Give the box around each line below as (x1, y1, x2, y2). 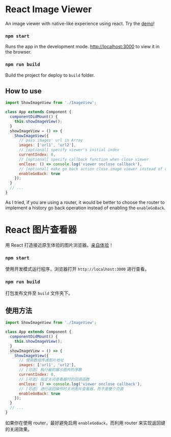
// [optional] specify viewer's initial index (18, 147, 120, 152)
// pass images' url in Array (18, 138, 83, 143)
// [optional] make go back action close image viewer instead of (18, 166, 163, 171)
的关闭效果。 (5, 426, 32, 432)
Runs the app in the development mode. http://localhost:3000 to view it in (5, 43, 160, 49)
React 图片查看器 (5, 224, 77, 236)
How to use (5, 87, 42, 95)
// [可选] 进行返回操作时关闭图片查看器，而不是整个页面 (18, 386, 124, 391)
